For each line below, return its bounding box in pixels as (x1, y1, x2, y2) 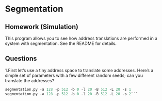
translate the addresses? (5, 77, 54, 83)
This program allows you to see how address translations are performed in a (5, 35, 158, 41)
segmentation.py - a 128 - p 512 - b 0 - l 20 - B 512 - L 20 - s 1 (5, 87, 131, 92)
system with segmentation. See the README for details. (5, 41, 117, 46)
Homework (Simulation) (5, 23, 79, 31)
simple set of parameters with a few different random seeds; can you (5, 72, 143, 78)
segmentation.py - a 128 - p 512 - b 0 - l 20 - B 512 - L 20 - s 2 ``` (5, 91, 138, 96)
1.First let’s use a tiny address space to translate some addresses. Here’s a (5, 67, 154, 73)
